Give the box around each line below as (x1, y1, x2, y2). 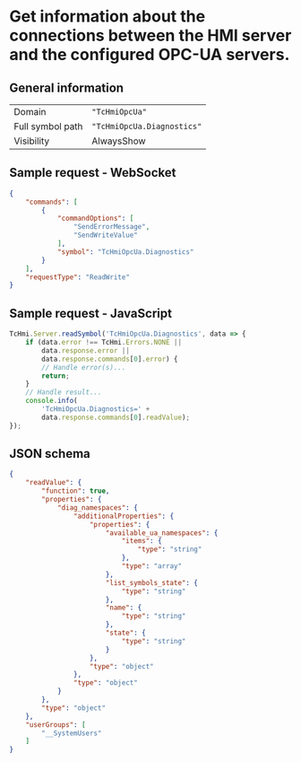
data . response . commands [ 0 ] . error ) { (41, 355, 178, 363)
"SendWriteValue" (73, 231, 139, 240)
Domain (13, 106, 47, 118)
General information (9, 80, 124, 95)
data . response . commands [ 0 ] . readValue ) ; (41, 413, 191, 422)
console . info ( (25, 397, 78, 406)
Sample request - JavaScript (9, 305, 173, 320)
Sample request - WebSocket (9, 165, 176, 180)
